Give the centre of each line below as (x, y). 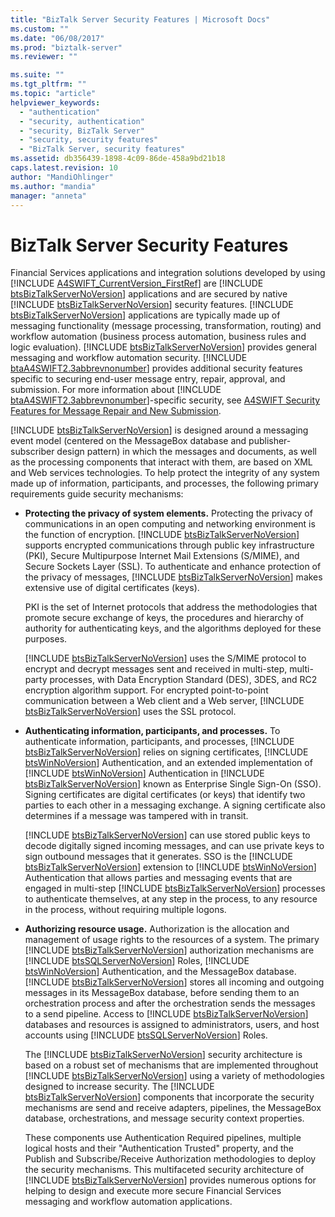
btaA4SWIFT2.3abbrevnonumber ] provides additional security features (156, 368)
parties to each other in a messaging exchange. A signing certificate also (175, 805)
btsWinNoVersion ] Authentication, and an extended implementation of (168, 763)
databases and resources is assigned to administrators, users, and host (172, 1025)
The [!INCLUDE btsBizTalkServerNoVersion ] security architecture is (163, 1055)
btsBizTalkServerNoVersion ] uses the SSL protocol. (130, 712)
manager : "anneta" (48, 196)
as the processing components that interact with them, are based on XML (161, 462)
